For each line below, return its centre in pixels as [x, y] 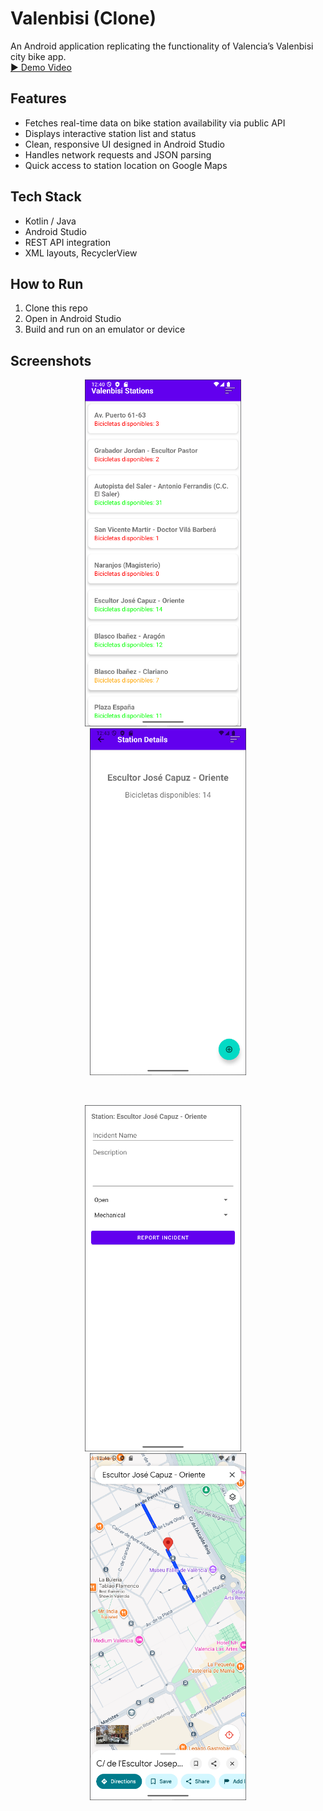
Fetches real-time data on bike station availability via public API [155, 123]
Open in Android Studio [73, 319]
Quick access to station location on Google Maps [126, 165]
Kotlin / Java [50, 221]
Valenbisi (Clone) [83, 18]
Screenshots [51, 360]
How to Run [47, 283]
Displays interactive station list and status [110, 133]
